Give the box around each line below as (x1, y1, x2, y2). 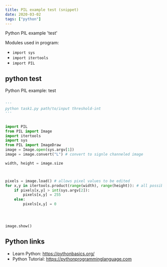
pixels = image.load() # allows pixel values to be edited (5, 178, 130, 183)
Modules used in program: (5, 40, 59, 46)
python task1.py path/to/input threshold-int (5, 106, 101, 111)
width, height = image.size (5, 161, 64, 166)
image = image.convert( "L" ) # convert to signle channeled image (5, 152, 143, 157)
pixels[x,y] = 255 (23, 192, 61, 197)
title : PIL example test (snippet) (5, 7, 79, 12)
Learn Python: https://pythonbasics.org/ (12, 251, 95, 257)
